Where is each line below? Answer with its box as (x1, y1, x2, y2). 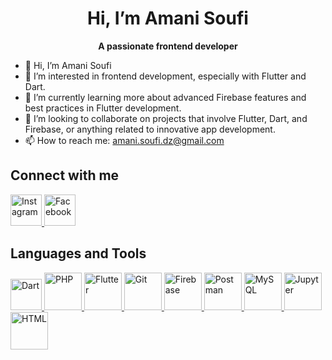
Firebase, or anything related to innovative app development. (24, 123, 276, 135)
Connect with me (10, 167, 120, 184)
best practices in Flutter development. (24, 102, 182, 114)
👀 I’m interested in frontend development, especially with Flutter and (24, 70, 307, 82)
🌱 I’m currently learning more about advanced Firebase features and (24, 91, 307, 103)
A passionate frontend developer (98, 40, 238, 52)
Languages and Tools (10, 245, 147, 262)
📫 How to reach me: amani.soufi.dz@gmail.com (24, 134, 225, 146)
